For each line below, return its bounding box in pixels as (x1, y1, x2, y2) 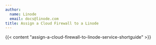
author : (5, 7, 21, 12)
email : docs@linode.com (9, 16, 59, 21)
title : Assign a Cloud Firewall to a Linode (5, 21, 99, 26)
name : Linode (9, 12, 37, 17)
